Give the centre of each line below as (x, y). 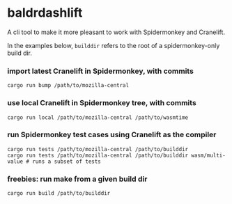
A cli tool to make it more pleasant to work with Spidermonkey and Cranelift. (116, 32)
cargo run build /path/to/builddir (59, 194)
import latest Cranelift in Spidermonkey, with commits (100, 71)
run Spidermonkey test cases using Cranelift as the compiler (112, 135)
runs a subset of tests (67, 162)
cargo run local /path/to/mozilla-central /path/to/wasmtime (98, 117)
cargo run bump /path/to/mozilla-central (68, 86)
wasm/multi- (209, 155)
